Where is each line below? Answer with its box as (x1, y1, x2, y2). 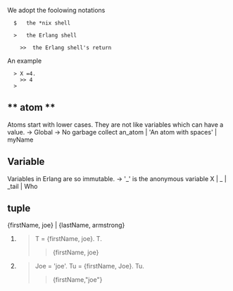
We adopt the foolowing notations (7, 6, 106, 14)
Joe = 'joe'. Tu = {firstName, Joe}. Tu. (34, 262, 144, 271)
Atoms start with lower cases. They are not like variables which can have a (7, 120, 224, 129)
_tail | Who (7, 182, 38, 190)
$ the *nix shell (13, 20, 71, 27)
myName (7, 135, 34, 144)
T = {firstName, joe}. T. (34, 235, 102, 243)
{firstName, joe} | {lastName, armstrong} (7, 221, 125, 230)
